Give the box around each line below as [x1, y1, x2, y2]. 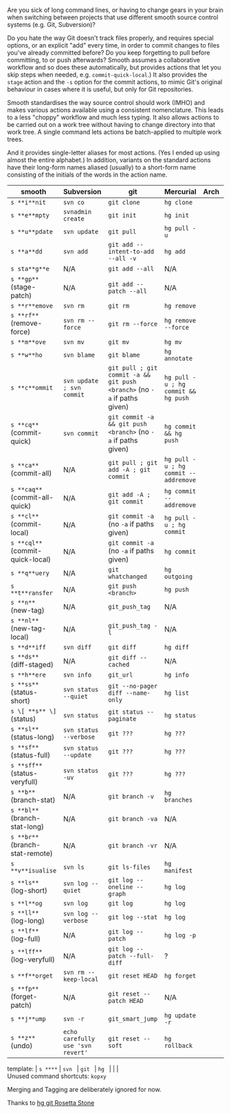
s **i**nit [10, 199, 46, 206]
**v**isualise [10, 867, 57, 875]
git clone [108, 199, 140, 206]
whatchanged [108, 573, 148, 580]
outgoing [164, 573, 193, 580]
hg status [164, 712, 197, 719]
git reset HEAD [108, 972, 158, 979]
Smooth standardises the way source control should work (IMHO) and [7, 99, 205, 106]
